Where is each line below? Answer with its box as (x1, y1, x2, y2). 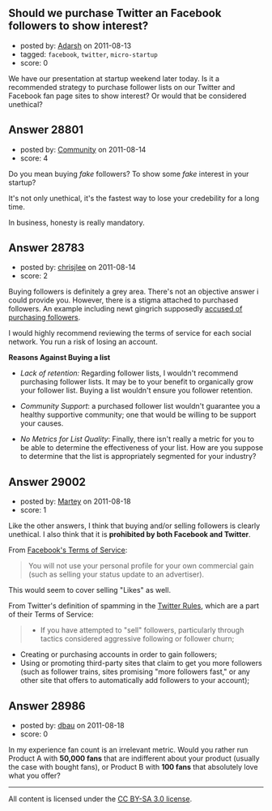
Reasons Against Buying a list (8, 353, 111, 363)
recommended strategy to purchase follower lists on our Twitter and (8, 82, 236, 92)
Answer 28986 (8, 699, 86, 713)
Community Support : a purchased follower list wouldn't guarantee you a (19, 401, 261, 411)
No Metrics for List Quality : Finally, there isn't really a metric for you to (19, 434, 255, 444)
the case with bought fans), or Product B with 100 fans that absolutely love (8, 762, 258, 772)
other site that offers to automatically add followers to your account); (19, 676, 250, 685)
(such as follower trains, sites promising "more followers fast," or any (19, 667, 251, 676)
